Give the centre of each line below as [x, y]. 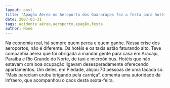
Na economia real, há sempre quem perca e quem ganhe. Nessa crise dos [83, 43]
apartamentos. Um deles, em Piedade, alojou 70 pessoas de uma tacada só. [84, 70]
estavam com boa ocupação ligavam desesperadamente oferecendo [77, 64]
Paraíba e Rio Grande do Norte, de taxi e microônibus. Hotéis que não [78, 59]
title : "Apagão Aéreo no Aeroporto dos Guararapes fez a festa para [79, 15]
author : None [19, 29]
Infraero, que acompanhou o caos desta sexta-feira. [60, 80]
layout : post [19, 10]
